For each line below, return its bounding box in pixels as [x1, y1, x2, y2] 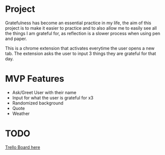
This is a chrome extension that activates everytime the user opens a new [5, 45, 155, 51]
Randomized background [12, 100, 64, 106]
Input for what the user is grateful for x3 [12, 95, 94, 101]
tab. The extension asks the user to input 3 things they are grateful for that [5, 51, 156, 56]
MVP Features [5, 73, 65, 85]
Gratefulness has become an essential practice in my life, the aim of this [5, 20, 152, 26]
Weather [12, 110, 30, 116]
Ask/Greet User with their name [12, 89, 76, 95]
